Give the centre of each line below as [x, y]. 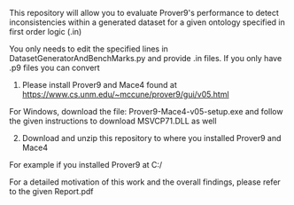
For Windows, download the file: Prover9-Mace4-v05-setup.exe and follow [146, 111]
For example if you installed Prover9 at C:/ [86, 165]
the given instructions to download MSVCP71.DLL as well [113, 121]
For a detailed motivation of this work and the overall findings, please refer [145, 182]
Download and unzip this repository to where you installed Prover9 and [151, 138]
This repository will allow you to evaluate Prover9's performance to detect [144, 13]
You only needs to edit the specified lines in [89, 49]
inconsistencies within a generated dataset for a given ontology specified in [147, 22]
